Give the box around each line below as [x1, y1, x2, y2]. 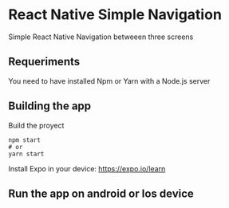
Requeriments [8, 55, 81, 69]
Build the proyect [8, 120, 65, 130]
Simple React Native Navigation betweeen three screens [8, 32, 194, 41]
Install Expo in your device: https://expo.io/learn [8, 163, 166, 173]
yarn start [8, 150, 45, 158]
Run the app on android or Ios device [8, 186, 194, 200]
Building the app [8, 100, 92, 113]
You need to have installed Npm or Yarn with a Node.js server [8, 76, 211, 85]
